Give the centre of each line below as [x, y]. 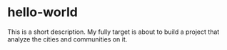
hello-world [43, 12]
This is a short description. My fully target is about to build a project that [113, 32]
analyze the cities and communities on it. [67, 39]
